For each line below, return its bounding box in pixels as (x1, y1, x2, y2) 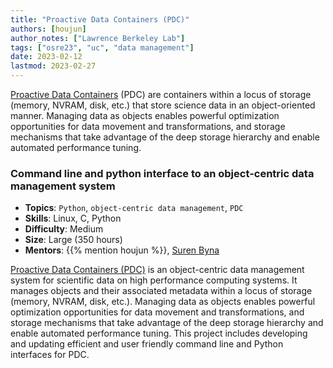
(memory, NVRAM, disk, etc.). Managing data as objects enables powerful (10, 296, 316, 308)
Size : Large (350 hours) (24, 234, 123, 246)
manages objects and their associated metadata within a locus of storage (10, 285, 313, 297)
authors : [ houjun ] (10, 24, 87, 34)
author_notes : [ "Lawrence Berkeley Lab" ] (10, 33, 186, 43)
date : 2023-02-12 (10, 52, 83, 62)
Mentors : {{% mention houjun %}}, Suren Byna (24, 244, 220, 256)
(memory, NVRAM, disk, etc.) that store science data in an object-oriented (10, 99, 316, 111)
